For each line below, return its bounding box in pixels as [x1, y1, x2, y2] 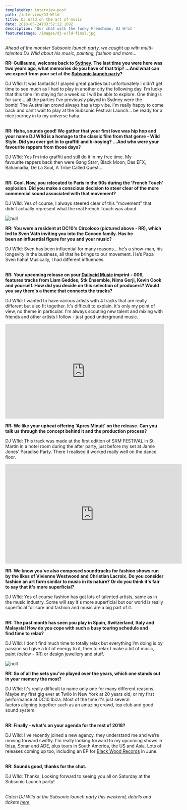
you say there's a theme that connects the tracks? [5, 288, 112, 294]
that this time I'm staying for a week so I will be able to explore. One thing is [5, 92, 162, 97]
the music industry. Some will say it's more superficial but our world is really [5, 599, 163, 605]
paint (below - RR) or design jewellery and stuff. [5, 651, 104, 657]
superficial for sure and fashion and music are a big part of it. [5, 605, 133, 610]
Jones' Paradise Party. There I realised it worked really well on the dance [5, 448, 157, 455]
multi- [141, 45, 153, 51]
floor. [5, 454, 16, 460]
